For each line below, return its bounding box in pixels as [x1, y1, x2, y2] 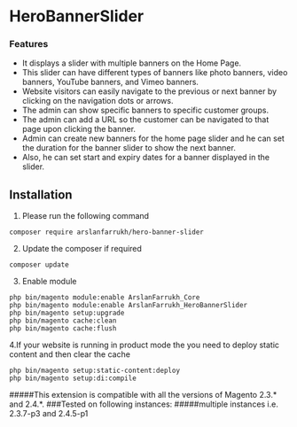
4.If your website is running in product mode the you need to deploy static [9, 339, 280, 351]
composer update [9, 260, 69, 269]
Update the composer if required [21, 244, 142, 254]
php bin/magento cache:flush [9, 324, 117, 333]
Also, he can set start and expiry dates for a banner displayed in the [21, 152, 270, 163]
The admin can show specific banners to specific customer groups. [21, 105, 270, 116]
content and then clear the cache [9, 349, 131, 360]
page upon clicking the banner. [21, 124, 136, 135]
